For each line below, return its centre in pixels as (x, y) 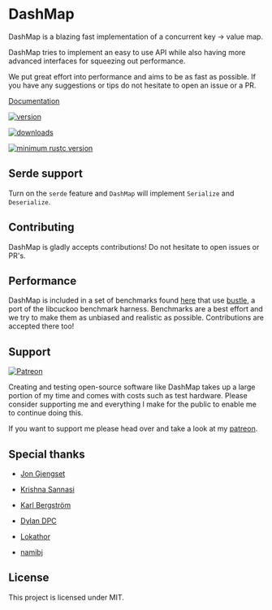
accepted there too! (41, 326)
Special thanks (47, 454)
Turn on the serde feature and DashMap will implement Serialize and (121, 193)
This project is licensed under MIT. (66, 597)
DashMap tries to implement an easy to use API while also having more (127, 52)
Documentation (34, 101)
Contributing (41, 228)
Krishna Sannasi (47, 489)
